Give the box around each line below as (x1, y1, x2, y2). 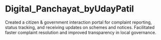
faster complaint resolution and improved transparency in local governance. (5, 29, 157, 35)
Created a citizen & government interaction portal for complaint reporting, (5, 19, 152, 25)
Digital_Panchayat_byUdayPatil (5, 3, 134, 14)
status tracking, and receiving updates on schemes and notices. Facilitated (5, 24, 155, 30)
